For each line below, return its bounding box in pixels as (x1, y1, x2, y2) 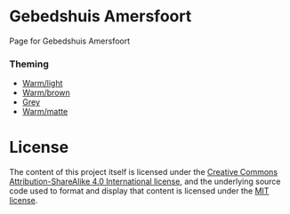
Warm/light (21, 78, 63, 89)
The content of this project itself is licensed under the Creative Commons (9, 167, 278, 178)
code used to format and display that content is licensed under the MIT (9, 186, 270, 196)
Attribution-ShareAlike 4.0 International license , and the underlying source (9, 176, 282, 187)
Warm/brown (21, 87, 71, 99)
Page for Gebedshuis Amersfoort (9, 36, 131, 46)
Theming (9, 58, 49, 70)
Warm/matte (21, 107, 68, 117)
